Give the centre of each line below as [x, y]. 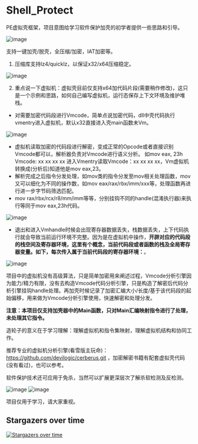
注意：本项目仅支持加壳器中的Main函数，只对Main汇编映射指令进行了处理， [99, 310]
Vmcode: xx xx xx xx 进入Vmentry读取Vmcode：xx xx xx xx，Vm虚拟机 [102, 161]
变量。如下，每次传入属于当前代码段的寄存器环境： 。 [84, 252]
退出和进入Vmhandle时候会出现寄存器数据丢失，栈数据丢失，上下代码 [99, 229]
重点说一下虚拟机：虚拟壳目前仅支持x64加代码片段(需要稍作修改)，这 [99, 88]
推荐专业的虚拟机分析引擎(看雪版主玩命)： [57, 350]
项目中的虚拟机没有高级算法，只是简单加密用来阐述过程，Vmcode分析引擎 [96, 276]
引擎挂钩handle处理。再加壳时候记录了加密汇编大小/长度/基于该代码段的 [99, 290]
